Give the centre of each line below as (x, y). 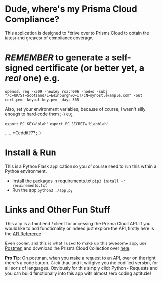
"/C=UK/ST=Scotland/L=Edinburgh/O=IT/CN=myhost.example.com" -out (74, 95)
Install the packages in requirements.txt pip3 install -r (69, 181)
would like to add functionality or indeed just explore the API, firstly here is (80, 228)
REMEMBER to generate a (58, 58)
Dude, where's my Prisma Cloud (71, 9)
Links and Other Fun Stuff (58, 210)
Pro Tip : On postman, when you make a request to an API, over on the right (80, 258)
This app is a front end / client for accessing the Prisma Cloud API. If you (78, 223)
